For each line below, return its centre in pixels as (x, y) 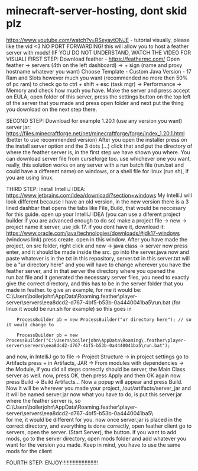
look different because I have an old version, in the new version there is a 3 (98, 201)
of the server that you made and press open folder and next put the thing (95, 103)
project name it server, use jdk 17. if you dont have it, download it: (86, 227)
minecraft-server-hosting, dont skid (97, 11)
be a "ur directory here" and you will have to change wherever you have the (98, 265)
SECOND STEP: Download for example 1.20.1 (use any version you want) (94, 120)
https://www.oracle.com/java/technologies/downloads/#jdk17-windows (93, 233)
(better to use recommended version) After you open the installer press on (97, 139)
